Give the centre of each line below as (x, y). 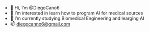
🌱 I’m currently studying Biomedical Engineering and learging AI (77, 18)
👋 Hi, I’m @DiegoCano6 (35, 8)
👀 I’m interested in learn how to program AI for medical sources (77, 13)
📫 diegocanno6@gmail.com (40, 24)
